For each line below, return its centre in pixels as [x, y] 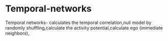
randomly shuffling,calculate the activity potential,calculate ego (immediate [84, 27]
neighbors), [17, 33]
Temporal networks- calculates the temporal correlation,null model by [78, 22]
